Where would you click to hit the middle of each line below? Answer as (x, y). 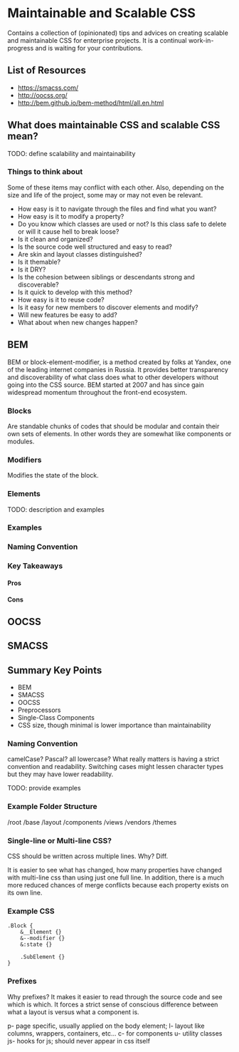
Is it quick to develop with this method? (75, 292)
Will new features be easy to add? (67, 314)
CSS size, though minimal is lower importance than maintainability (114, 726)
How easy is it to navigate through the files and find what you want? (117, 209)
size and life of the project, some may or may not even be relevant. (105, 195)
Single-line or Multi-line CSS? (60, 840)
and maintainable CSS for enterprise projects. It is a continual (97, 40)
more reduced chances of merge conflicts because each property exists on (118, 885)
